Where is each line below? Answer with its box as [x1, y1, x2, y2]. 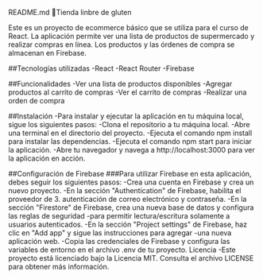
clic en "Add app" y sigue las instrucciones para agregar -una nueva [8, 228, 232, 238]
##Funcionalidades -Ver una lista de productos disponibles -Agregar [8, 79, 233, 88]
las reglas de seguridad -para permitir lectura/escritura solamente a [8, 211, 230, 220]
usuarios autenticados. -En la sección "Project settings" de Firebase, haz [8, 219, 248, 229]
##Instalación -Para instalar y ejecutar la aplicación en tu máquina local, [8, 111, 244, 121]
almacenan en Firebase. [8, 48, 87, 57]
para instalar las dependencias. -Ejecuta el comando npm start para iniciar [8, 137, 253, 146]
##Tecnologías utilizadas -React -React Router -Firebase [8, 64, 195, 73]
